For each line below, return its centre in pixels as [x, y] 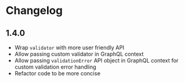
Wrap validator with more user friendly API [69, 47]
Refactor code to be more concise [57, 73]
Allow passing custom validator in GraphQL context [79, 54]
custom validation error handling [55, 67]
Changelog [34, 11]
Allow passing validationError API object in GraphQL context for [96, 60]
